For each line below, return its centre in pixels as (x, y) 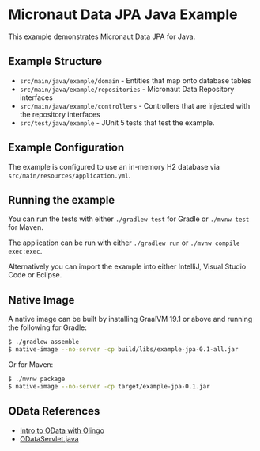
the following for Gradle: (47, 327)
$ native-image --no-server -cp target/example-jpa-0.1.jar (109, 386)
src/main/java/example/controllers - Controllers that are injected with (135, 105)
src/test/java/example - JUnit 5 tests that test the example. (117, 122)
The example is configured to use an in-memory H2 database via (114, 166)
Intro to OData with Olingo (62, 430)
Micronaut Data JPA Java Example (123, 15)
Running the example (62, 200)
